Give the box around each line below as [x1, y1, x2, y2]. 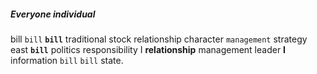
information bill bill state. [10, 54, 124, 66]
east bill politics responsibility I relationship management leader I [10, 43, 287, 55]
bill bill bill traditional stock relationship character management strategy [10, 33, 308, 45]
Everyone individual [10, 8, 96, 20]
